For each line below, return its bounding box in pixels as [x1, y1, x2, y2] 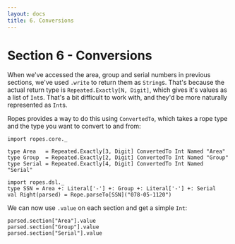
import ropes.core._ [7, 136, 68, 143]
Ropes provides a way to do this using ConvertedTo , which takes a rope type [7, 115, 228, 123]
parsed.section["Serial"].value [7, 230, 102, 237]
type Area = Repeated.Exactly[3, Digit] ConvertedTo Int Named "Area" [7, 148, 226, 156]
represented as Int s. [7, 100, 68, 110]
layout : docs [7, 10, 46, 18]
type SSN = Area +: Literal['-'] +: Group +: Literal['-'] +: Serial [7, 185, 217, 192]
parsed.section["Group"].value [7, 223, 100, 231]
